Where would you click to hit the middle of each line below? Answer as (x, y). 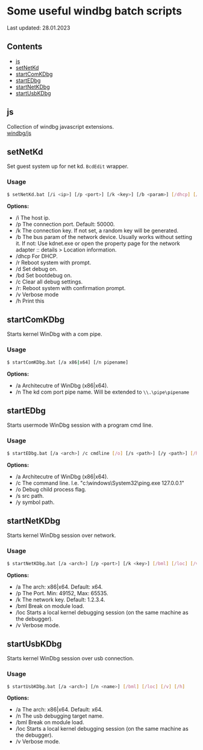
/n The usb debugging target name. (60, 716)
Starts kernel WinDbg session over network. (61, 535)
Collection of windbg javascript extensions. (60, 126)
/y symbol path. (35, 502)
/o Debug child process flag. (51, 489)
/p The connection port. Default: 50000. (65, 224)
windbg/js (19, 133)
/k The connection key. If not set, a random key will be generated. (97, 231)
